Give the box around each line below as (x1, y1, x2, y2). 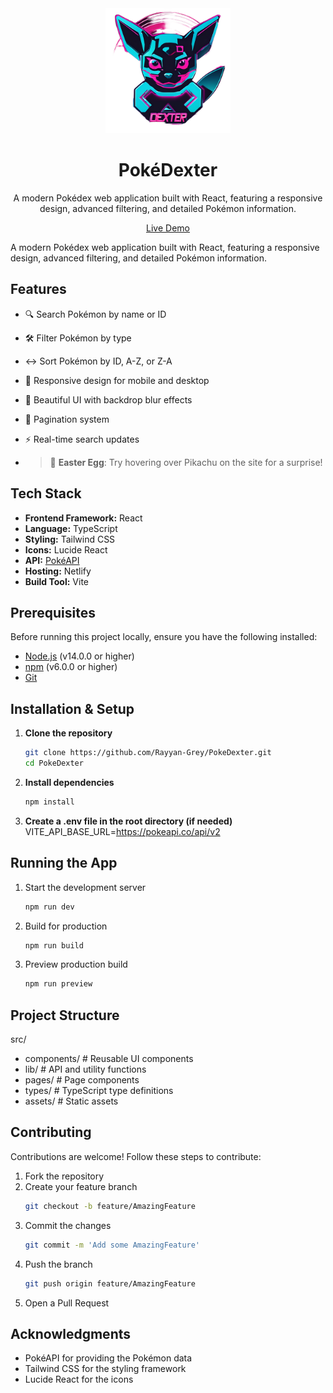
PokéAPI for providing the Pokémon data (24, 1352, 193, 1364)
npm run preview (24, 979, 93, 989)
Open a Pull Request (24, 1297, 110, 1309)
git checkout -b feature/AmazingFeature (24, 1201, 196, 1211)
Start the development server (24, 881, 147, 893)
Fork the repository (24, 1170, 105, 1182)
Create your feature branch (24, 1180, 138, 1192)
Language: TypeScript (24, 522, 118, 534)
